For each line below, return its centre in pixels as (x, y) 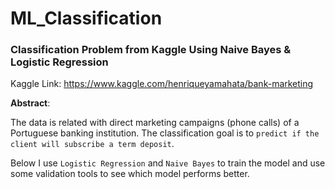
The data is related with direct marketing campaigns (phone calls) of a (155, 123)
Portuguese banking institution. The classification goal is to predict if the (165, 133)
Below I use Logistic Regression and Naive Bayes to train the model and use (168, 163)
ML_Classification (86, 18)
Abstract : (30, 103)
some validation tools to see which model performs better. (130, 174)
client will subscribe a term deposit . (92, 144)
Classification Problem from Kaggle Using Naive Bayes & (151, 50)
